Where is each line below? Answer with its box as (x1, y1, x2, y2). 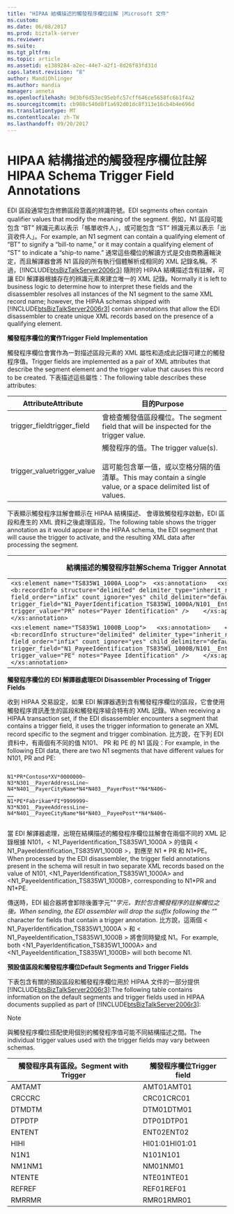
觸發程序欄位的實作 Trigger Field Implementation (7, 334, 148, 342)
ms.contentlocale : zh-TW (7, 114, 79, 120)
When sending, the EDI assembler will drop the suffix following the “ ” (19, 907, 217, 916)
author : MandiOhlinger (7, 75, 73, 82)
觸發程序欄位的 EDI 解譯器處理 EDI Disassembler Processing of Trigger (7, 676, 211, 684)
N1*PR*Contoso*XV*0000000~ (7, 774, 86, 781)
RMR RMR (10, 1195, 42, 1205)
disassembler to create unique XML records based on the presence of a (7, 312, 214, 320)
